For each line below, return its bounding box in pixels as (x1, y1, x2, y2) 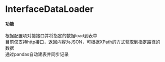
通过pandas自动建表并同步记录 (5, 51, 69, 58)
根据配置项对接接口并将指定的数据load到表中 (5, 33, 97, 39)
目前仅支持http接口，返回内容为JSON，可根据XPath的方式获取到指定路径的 (5, 39, 160, 45)
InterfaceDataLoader (5, 3, 94, 15)
